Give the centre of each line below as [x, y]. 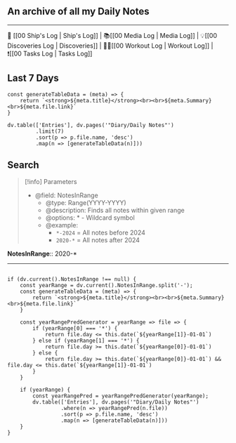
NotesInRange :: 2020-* [42, 254]
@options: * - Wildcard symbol [90, 218]
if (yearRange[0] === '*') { [75, 329]
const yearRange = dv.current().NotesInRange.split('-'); [106, 286]
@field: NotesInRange [66, 195]
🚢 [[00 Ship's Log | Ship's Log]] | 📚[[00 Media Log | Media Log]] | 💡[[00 [112, 35]
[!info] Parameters [51, 182]
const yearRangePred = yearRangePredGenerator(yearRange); [121, 396]
